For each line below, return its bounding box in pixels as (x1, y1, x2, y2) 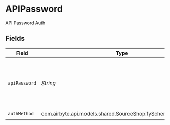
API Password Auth (5, 20, 46, 26)
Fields (5, 34, 25, 43)
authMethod (8, 111, 34, 117)
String (41, 79, 56, 87)
